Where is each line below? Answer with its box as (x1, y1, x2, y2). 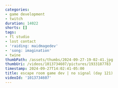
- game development (5, 12, 45, 17)
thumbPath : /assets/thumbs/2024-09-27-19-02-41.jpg (5, 57, 113, 62)
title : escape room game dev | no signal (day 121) (5, 71, 113, 76)
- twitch (5, 16, 23, 21)
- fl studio (5, 35, 29, 40)
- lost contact (5, 39, 36, 44)
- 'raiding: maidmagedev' (5, 44, 58, 48)
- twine (5, 52, 21, 58)
